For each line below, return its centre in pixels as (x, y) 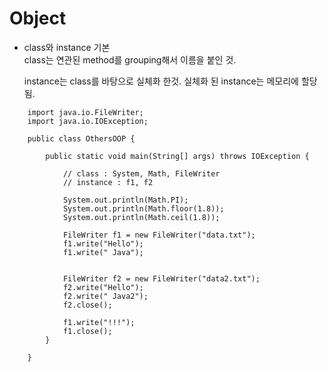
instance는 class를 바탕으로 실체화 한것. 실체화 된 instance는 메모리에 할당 (170, 81)
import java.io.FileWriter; (85, 112)
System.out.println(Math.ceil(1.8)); (141, 217)
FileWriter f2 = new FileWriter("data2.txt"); (161, 278)
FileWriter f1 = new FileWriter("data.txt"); (159, 235)
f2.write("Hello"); (103, 287)
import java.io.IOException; (88, 121)
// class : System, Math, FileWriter (141, 173)
